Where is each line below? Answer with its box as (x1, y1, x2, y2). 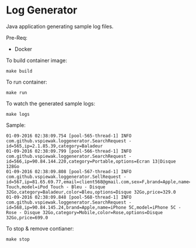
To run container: (6, 78, 48, 85)
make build (6, 68, 33, 74)
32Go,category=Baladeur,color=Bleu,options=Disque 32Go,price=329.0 (6, 189, 176, 195)
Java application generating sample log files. (6, 23, 114, 30)
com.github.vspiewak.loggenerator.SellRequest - (6, 174, 127, 180)
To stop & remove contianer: (6, 225, 74, 232)
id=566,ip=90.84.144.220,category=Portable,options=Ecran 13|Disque (6, 159, 176, 164)
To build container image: (6, 57, 67, 64)
